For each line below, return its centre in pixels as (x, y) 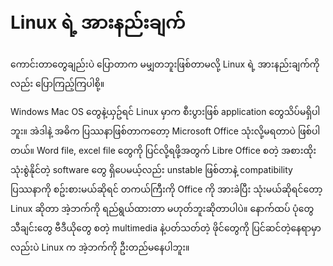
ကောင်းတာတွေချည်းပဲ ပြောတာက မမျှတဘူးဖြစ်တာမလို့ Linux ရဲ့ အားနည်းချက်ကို (165, 64)
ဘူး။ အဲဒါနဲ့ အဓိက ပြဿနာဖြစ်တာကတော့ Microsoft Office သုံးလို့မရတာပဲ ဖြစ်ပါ (165, 131)
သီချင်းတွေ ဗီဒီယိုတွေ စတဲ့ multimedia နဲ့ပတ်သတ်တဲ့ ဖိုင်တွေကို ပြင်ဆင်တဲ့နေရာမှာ (166, 227)
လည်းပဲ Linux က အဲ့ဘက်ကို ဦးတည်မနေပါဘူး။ (100, 247)
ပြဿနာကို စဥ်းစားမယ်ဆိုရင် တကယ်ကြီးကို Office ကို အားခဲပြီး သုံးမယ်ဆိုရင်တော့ (166, 189)
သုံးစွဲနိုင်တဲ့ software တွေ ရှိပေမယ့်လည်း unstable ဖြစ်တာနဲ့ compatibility (151, 169)
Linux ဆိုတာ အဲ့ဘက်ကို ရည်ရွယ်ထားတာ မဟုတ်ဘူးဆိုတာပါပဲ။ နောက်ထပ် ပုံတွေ (162, 208)
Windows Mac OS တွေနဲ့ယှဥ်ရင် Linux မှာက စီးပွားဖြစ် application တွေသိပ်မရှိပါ (165, 111)
